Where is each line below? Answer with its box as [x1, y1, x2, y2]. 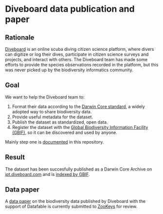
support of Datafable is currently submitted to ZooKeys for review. [5, 204, 138, 210]
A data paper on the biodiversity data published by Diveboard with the [5, 198, 146, 204]
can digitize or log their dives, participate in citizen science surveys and [5, 51, 149, 57]
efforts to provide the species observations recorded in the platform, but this [5, 62, 159, 67]
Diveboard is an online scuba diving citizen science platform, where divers [5, 46, 154, 52]
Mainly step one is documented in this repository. [5, 139, 104, 145]
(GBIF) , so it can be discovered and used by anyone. [12, 129, 118, 135]
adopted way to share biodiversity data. [12, 108, 92, 114]
